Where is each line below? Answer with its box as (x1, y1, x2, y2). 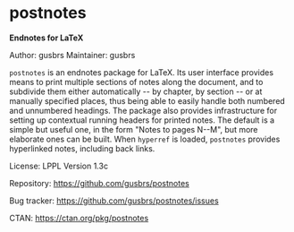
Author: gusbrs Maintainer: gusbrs (9, 49, 136, 60)
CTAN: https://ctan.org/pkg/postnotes (9, 212, 149, 223)
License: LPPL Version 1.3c (9, 160, 109, 171)
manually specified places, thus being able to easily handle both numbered (9, 95, 286, 106)
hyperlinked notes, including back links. (9, 142, 155, 154)
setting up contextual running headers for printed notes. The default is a (9, 115, 275, 125)
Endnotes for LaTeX (9, 32, 84, 43)
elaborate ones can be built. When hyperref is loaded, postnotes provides (9, 133, 281, 144)
